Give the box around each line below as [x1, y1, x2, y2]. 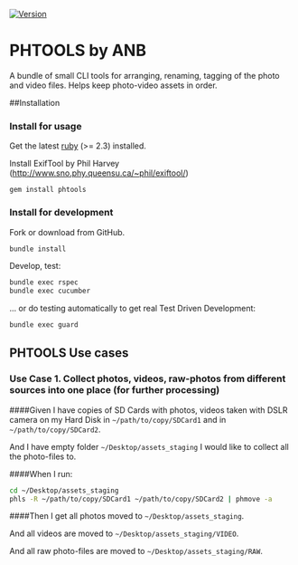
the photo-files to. [9, 451, 77, 462]
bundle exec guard [9, 321, 79, 330]
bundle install [9, 244, 67, 254]
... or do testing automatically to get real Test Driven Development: [9, 303, 256, 314]
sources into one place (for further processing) [9, 384, 220, 397]
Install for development [9, 206, 114, 219]
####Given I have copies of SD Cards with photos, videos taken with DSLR [9, 404, 288, 416]
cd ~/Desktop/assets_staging [9, 485, 119, 495]
